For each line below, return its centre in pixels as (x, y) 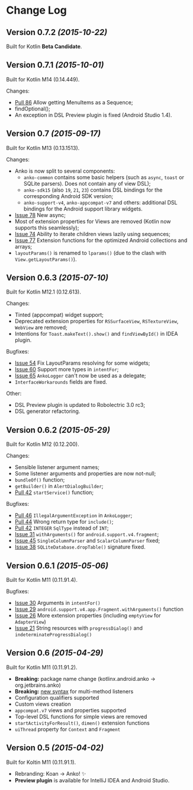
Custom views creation (43, 704)
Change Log (36, 10)
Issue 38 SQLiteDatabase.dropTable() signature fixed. (80, 547)
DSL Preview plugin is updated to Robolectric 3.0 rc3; (80, 405)
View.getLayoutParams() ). (46, 259)
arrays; (23, 246)
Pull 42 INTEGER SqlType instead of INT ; (62, 528)
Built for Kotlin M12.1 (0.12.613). (44, 292)
